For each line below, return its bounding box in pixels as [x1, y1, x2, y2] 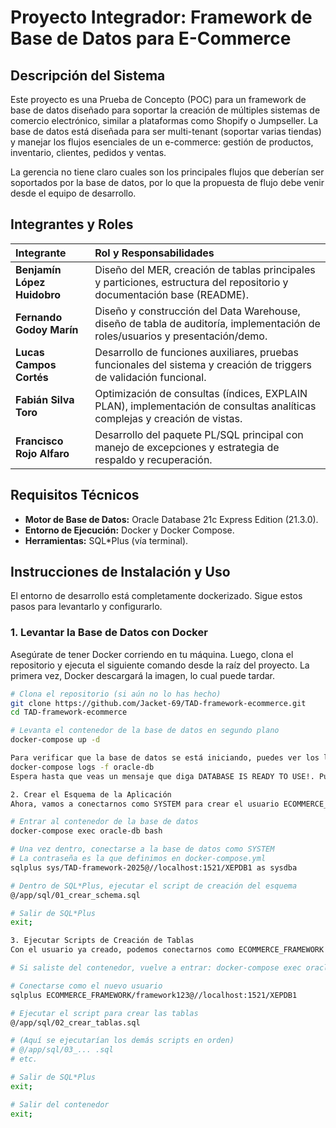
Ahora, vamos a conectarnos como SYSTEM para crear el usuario [10, 799, 280, 809]
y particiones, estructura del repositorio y [94, 275, 289, 289]
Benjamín [15, 262, 62, 276]
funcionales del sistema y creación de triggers [94, 357, 312, 371]
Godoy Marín [15, 322, 79, 336]
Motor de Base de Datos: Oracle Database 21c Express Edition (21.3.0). [24, 513, 319, 525]
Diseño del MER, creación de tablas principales [94, 262, 316, 276]
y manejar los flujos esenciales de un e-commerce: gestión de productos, [10, 136, 314, 148]
